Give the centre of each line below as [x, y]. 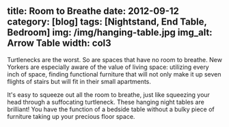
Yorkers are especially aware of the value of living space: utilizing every [108, 67]
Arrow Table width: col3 [59, 43]
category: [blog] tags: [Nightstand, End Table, [107, 22]
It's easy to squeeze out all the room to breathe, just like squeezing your [109, 94]
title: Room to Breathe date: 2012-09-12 [93, 11]
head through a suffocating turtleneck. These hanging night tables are [106, 102]
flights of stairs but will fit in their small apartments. [79, 81]
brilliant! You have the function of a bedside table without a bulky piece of [111, 109]
